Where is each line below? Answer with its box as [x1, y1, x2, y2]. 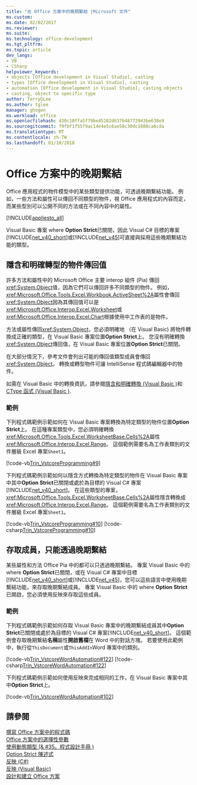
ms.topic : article [6, 47, 51, 53]
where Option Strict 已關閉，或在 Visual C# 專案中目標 [6, 569, 138, 576]
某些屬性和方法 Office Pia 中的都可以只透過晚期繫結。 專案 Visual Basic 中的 [6, 561, 190, 568]
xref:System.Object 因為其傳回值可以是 [6, 298, 99, 306]
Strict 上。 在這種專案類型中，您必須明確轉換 [6, 425, 115, 433]
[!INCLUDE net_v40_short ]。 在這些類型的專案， [6, 486, 121, 493]
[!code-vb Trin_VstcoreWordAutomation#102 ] [6, 693, 114, 700]
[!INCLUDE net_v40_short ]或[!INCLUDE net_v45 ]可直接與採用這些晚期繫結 [6, 234, 182, 241]
